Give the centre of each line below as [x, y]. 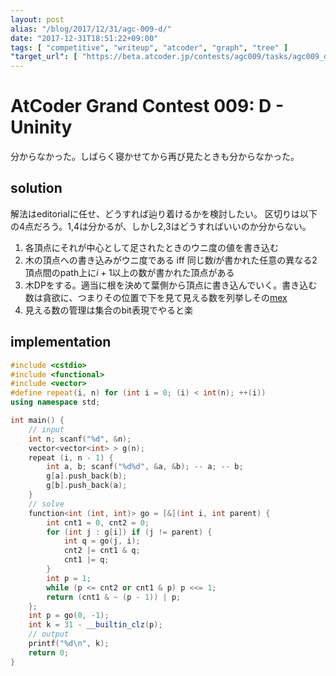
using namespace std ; [55, 402]
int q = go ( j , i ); [102, 541]
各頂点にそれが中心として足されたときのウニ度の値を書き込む [152, 247]
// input [46, 429]
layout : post [37, 19]
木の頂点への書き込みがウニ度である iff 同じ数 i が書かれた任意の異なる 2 [171, 260]
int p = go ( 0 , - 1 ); [69, 616]
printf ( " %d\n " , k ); [69, 644]
